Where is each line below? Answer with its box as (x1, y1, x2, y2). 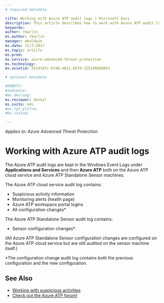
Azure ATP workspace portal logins (12, 201, 83, 208)
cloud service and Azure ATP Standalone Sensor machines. (5, 172, 125, 178)
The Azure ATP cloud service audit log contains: (5, 182, 102, 188)
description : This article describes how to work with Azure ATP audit (5, 21, 154, 25)
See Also (5, 274, 33, 282)
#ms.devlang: (5, 92, 32, 98)
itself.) (5, 245, 18, 252)
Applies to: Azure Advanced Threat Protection (5, 129, 98, 134)
